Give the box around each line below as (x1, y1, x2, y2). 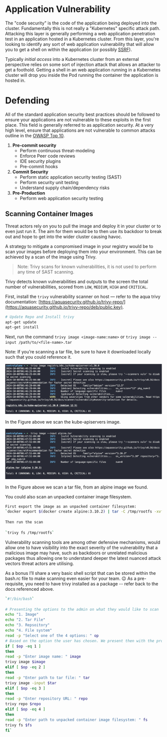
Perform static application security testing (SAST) (19, 174, 122, 180)
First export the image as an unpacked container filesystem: (5, 504, 137, 509)
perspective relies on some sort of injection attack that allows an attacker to (5, 61, 161, 67)
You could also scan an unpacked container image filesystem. (5, 493, 132, 499)
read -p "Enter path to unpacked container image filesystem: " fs (5, 717, 148, 722)
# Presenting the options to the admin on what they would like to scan (5, 607, 159, 612)
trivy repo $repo (5, 702, 41, 707)
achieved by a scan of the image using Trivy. (5, 253, 97, 260)
